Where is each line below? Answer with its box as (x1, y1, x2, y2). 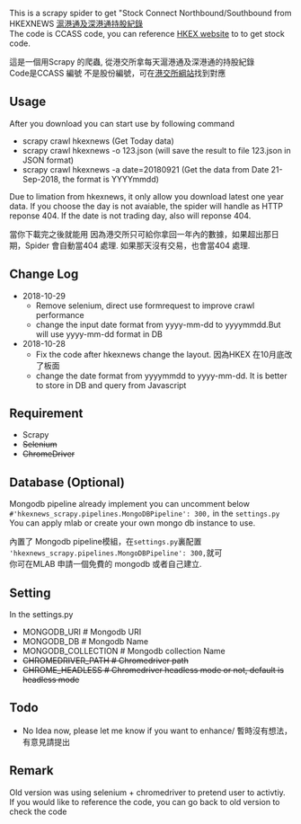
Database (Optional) (9, 474, 126, 490)
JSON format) (22, 155, 75, 165)
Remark (9, 763, 54, 778)
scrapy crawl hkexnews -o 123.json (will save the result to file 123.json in (22, 145, 292, 155)
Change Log (9, 267, 79, 282)
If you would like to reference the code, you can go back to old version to (9, 796, 280, 807)
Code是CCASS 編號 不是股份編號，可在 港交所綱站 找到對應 (9, 67, 226, 78)
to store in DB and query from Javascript (35, 379, 187, 390)
